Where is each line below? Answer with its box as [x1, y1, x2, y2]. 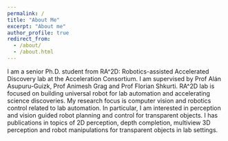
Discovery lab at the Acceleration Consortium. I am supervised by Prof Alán [7, 74, 222, 83]
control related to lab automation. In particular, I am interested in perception [7, 104, 222, 112]
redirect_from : [7, 36, 51, 43]
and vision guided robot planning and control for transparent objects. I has [7, 111, 218, 119]
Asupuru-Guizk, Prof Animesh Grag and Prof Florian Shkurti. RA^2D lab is [7, 82, 215, 90]
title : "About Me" [7, 17, 60, 23]
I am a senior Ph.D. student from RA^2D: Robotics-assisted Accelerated [7, 67, 209, 76]
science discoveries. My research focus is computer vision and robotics [7, 96, 211, 105]
